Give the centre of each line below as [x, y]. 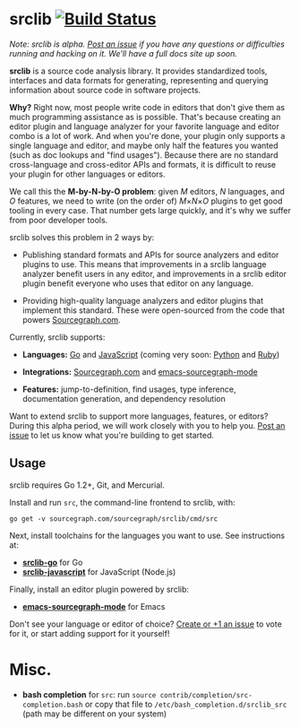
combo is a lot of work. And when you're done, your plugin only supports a [147, 135]
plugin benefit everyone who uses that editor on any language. [137, 283]
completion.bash [52, 705]
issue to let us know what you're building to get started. [112, 435]
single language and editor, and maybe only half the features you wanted [144, 145]
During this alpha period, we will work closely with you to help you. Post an [147, 425]
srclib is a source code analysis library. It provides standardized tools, [138, 71]
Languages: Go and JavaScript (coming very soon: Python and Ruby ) [151, 354]
